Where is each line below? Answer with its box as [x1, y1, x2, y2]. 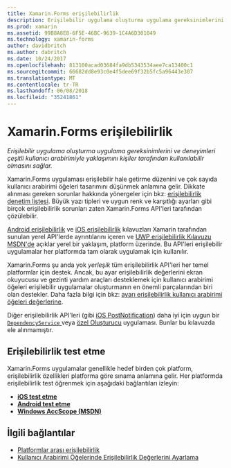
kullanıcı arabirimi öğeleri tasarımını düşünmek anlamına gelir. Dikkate [7, 182, 205, 191]
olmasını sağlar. [7, 161, 53, 170]
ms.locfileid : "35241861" [7, 94, 82, 101]
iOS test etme [17, 392, 57, 401]
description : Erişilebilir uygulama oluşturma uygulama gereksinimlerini [7, 17, 225, 24]
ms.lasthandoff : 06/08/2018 [7, 87, 89, 94]
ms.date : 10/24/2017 [7, 55, 67, 62]
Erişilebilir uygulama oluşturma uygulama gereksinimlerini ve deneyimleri [7, 146, 216, 155]
